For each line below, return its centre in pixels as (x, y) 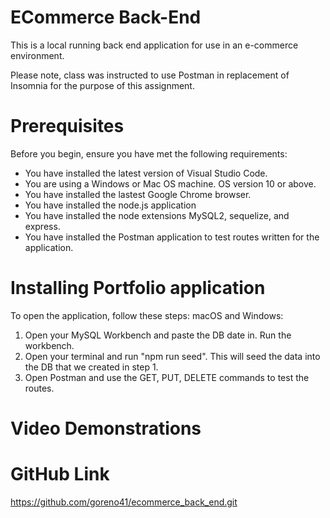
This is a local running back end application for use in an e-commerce (154, 45)
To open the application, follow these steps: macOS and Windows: (147, 315)
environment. (37, 55)
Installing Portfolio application (138, 288)
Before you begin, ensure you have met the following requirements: (149, 153)
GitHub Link (60, 474)
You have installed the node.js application (110, 205)
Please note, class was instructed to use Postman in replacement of (150, 75)
